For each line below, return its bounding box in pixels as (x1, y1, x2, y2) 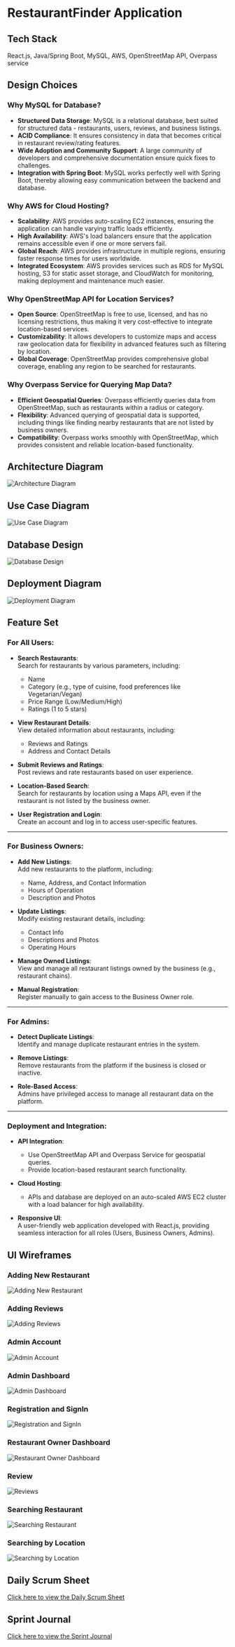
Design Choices (7, 79, 78, 91)
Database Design (7, 538, 84, 550)
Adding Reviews (7, 1304, 64, 1314)
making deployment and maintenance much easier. (17, 276, 165, 285)
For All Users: (7, 637, 55, 647)
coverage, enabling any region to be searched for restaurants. (17, 362, 197, 371)
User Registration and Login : (17, 809, 103, 819)
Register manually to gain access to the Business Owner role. (17, 992, 194, 1001)
